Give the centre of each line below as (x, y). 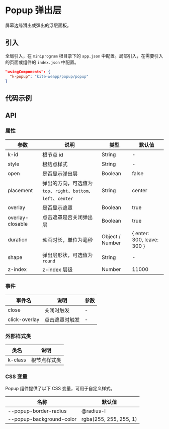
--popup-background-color (42, 419)
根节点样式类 (46, 360)
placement (20, 191)
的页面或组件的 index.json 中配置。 (42, 62)
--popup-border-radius (37, 411)
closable (18, 224)
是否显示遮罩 (57, 208)
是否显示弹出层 (60, 174)
